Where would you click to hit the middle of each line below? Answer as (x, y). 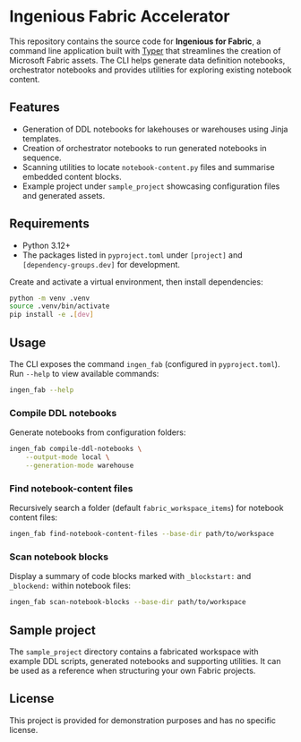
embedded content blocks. (72, 176)
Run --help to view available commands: (84, 374)
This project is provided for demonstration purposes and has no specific (142, 720)
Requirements (49, 224)
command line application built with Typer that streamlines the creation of (145, 50)
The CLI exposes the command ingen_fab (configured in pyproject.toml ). (145, 364)
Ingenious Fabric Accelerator (120, 17)
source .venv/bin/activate (60, 306)
